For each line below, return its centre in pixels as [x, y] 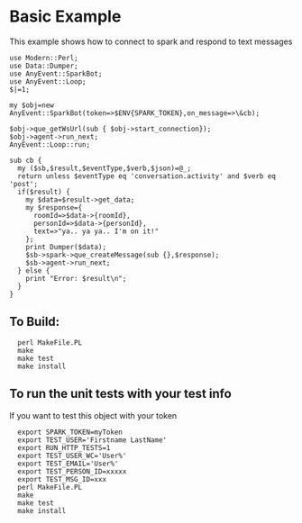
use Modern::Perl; [44, 58]
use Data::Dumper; [44, 66]
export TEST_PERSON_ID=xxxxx [72, 471]
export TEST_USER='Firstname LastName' [92, 440]
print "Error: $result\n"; [76, 278]
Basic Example [65, 17]
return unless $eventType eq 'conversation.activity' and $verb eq [147, 176]
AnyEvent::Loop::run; [50, 144]
